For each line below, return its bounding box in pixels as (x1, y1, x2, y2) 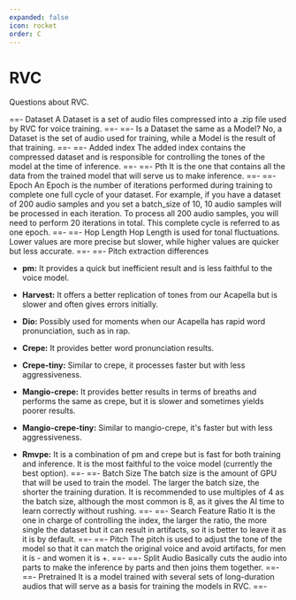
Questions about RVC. (9, 97, 90, 107)
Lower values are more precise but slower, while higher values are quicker (9, 237, 280, 247)
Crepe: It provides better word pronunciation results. (21, 343, 215, 354)
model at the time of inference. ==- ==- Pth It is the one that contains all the (9, 161, 285, 172)
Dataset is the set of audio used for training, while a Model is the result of (9, 133, 277, 144)
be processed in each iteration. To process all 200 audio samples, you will (9, 208, 279, 219)
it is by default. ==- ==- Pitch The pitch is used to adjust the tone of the (21, 534, 283, 545)
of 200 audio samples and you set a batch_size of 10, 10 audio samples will (9, 199, 283, 209)
